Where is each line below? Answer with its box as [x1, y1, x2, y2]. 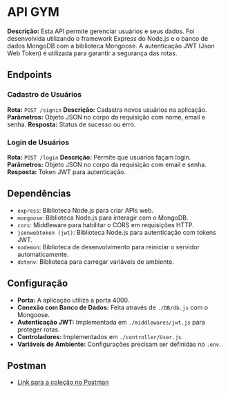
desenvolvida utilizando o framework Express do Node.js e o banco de [7, 34, 209, 42]
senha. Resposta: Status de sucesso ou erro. [7, 120, 136, 128]
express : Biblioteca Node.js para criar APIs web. [17, 206, 154, 214]
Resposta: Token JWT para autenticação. [7, 167, 126, 176]
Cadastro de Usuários [7, 90, 82, 99]
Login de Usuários [7, 137, 70, 147]
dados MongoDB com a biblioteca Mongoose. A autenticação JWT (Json [7, 41, 215, 50]
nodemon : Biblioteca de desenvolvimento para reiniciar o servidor [17, 242, 200, 251]
